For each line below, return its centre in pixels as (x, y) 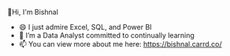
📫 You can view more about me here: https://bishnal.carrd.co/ (120, 44)
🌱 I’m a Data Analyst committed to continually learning (106, 35)
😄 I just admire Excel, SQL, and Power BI (85, 27)
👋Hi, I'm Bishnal (33, 12)
